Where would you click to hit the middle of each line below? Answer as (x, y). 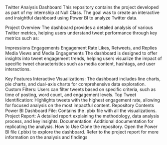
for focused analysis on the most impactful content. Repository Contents (80, 105)
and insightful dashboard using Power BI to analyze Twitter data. (71, 18)
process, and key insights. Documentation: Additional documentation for (79, 121)
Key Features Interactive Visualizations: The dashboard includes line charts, (83, 79)
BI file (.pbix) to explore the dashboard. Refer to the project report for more (82, 132)
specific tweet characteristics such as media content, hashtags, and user (80, 64)
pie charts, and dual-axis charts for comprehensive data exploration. (76, 84)
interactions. (18, 69)
